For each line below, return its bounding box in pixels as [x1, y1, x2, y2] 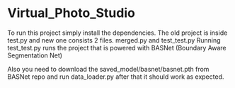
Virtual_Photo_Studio [7, 5, 136, 21]
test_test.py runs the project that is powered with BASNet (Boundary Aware [7, 43, 227, 52]
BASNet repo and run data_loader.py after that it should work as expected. [7, 72, 224, 81]
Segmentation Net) [7, 51, 62, 60]
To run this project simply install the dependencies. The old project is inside [7, 28, 228, 37]
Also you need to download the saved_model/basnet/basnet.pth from [7, 65, 210, 73]
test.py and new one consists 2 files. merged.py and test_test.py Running [7, 35, 221, 44]
